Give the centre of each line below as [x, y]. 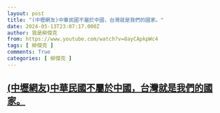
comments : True [29, 52]
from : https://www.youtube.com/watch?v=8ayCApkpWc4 [82, 39]
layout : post [26, 13]
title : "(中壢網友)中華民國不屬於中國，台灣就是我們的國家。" [86, 20]
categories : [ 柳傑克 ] [40, 59]
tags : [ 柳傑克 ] [30, 45]
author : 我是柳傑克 [32, 33]
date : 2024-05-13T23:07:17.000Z [53, 26]
